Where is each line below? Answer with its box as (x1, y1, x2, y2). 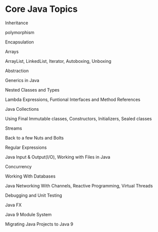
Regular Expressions (5, 144, 47, 150)
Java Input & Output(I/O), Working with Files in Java (5, 154, 111, 160)
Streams (5, 125, 22, 131)
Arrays (5, 48, 19, 54)
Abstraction (5, 68, 29, 74)
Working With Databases (5, 173, 56, 179)
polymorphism (5, 29, 35, 35)
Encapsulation (5, 39, 34, 45)
